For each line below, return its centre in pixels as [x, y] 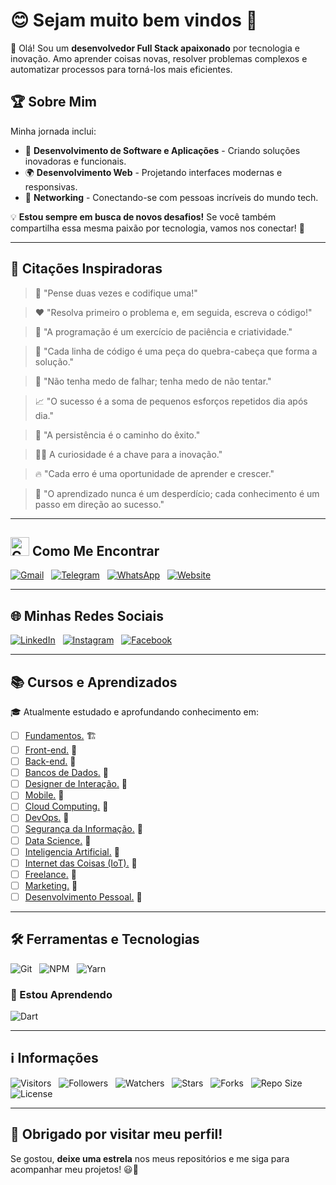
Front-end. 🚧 [51, 750]
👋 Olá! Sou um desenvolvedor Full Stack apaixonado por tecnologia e [155, 48]
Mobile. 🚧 [44, 795]
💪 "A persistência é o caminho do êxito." [117, 435]
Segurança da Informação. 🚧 [83, 829]
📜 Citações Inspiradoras [86, 269]
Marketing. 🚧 [51, 885]
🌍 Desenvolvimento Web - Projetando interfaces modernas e [153, 172]
